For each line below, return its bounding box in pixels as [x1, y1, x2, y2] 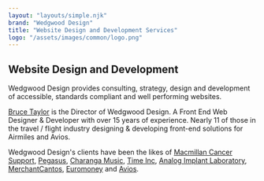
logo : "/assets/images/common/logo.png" [8, 33, 143, 42]
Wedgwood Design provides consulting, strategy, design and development [8, 83, 251, 93]
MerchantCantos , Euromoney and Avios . [8, 164, 139, 174]
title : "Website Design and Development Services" [8, 26, 178, 34]
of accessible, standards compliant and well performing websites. [8, 92, 222, 102]
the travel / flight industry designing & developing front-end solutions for [8, 124, 244, 134]
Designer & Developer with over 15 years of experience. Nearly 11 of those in [8, 116, 256, 125]
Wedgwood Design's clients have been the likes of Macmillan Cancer [8, 147, 232, 157]
